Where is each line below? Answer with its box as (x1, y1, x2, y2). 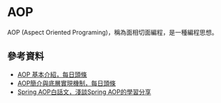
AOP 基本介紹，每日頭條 (17, 70, 87, 79)
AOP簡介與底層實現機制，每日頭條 (17, 79, 116, 87)
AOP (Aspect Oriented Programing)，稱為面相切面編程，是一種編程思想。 (7, 28, 218, 36)
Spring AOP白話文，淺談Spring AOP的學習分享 (17, 88, 151, 96)
